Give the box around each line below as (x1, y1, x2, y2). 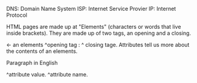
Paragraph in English (6, 60, 58, 66)
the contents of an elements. (6, 48, 78, 55)
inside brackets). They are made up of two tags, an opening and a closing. (6, 29, 192, 37)
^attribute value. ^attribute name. (6, 71, 88, 78)
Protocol (6, 11, 27, 19)
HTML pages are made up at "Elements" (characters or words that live (6, 23, 181, 30)
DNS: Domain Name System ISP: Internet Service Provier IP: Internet (6, 5, 176, 12)
